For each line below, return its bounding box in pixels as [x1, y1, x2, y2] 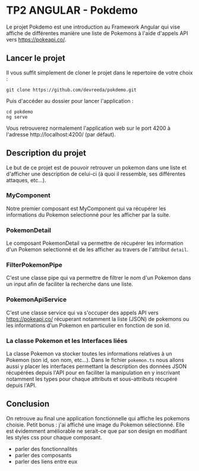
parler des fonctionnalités [14, 445, 78, 453]
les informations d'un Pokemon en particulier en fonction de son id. [6, 322, 171, 329]
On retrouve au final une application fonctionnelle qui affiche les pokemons [6, 414, 190, 422]
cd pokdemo [6, 108, 33, 115]
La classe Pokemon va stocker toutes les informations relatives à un [6, 350, 172, 357]
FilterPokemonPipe [6, 261, 62, 269]
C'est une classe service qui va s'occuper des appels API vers [6, 309, 159, 316]
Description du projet [6, 148, 87, 158]
